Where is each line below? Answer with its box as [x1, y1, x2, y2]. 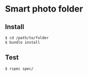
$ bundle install [5, 40, 40, 45]
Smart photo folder [5, 3, 84, 15]
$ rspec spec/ [5, 66, 34, 71]
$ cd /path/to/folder [5, 35, 49, 40]
